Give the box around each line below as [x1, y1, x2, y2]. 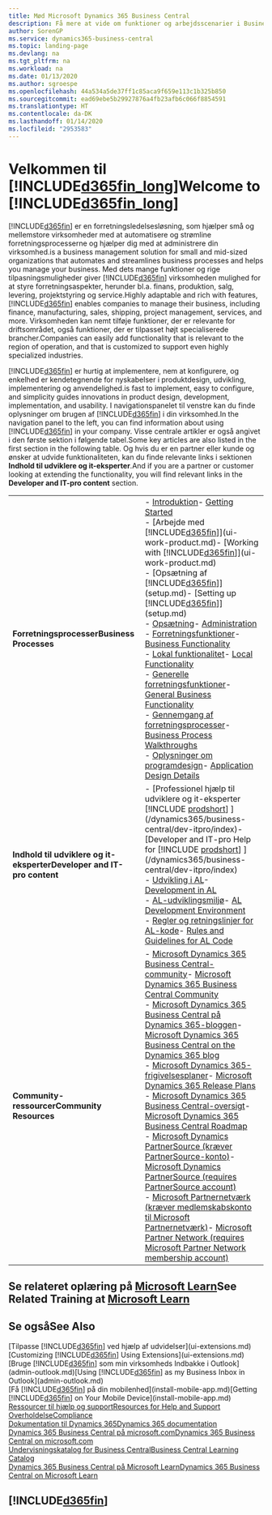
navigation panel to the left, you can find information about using [8, 417, 224, 427]
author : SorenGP [8, 27, 63, 35]
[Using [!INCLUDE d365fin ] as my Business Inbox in [74, 1367, 245, 1376]
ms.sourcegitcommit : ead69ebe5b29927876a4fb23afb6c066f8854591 [8, 95, 227, 103]
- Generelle [144, 668, 189, 679]
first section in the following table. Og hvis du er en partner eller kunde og [8, 443, 255, 453]
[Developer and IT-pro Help [144, 833, 252, 845]
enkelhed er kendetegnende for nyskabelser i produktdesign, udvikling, [8, 374, 247, 384]
